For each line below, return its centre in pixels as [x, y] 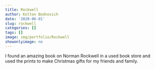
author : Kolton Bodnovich [32, 14]
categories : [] [21, 28]
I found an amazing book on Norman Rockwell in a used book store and [78, 56]
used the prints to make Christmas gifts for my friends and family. [72, 61]
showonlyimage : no [24, 42]
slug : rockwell [21, 23]
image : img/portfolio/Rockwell [37, 37]
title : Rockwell [22, 10]
